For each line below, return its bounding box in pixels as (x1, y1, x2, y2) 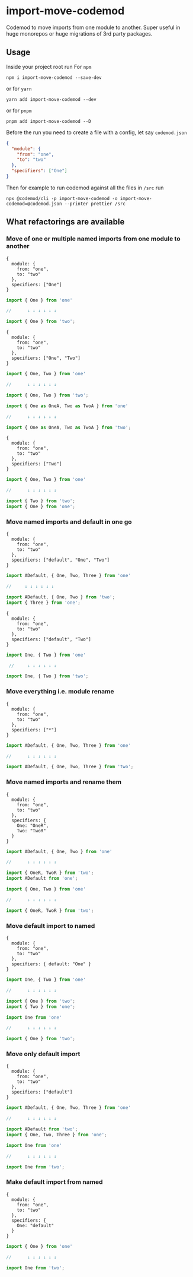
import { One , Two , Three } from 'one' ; (6, 1132, 108, 1138)
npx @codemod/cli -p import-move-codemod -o (6, 195, 118, 201)
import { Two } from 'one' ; (6, 1003, 76, 1010)
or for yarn (6, 85, 32, 92)
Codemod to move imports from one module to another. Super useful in (6, 24, 181, 31)
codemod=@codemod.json (6, 201, 62, 207)
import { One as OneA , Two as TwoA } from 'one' (6, 403, 128, 409)
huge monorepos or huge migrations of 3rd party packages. (6, 30, 153, 37)
